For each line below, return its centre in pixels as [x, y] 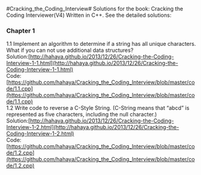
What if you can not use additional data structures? [70, 50]
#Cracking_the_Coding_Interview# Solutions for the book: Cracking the [95, 9]
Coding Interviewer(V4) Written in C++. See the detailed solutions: [89, 15]
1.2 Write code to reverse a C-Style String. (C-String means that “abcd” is [98, 108]
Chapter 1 [21, 31]
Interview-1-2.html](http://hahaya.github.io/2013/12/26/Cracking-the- [93, 127]
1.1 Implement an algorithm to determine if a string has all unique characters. [101, 44]
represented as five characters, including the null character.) [82, 115]
